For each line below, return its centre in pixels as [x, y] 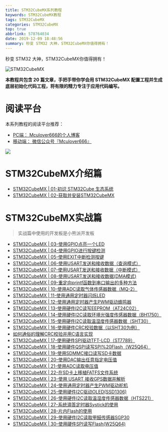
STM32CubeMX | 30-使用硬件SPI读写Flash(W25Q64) [69, 424]
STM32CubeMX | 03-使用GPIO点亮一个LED [59, 244]
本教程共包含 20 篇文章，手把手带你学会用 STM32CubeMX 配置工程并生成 [84, 80]
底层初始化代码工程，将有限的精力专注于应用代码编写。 [64, 86]
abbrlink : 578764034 [27, 34]
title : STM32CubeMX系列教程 [34, 10]
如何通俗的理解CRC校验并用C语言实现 [53, 334]
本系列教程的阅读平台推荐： [35, 124]
